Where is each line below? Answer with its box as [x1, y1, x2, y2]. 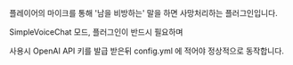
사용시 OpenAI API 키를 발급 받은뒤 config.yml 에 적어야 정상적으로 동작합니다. [9, 45, 285, 56]
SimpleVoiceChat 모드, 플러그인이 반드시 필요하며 [9, 27, 183, 37]
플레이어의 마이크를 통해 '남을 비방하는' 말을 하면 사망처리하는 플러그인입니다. [9, 8, 278, 18]
